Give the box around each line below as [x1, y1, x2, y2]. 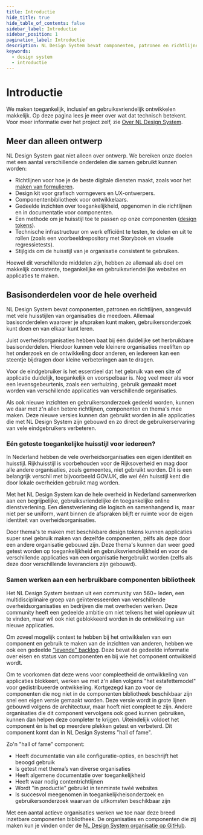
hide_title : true [6, 15, 50, 21]
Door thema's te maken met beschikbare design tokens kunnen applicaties [6, 528, 192, 536]
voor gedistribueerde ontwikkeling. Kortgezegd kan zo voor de [6, 684, 162, 691]
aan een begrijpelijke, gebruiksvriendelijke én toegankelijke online [6, 497, 170, 504]
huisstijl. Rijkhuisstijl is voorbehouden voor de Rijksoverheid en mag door [6, 460, 188, 467]
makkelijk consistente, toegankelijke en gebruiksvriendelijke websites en [6, 266, 187, 273]
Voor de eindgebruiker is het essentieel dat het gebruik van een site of [6, 368, 181, 375]
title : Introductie [6, 8, 56, 15]
